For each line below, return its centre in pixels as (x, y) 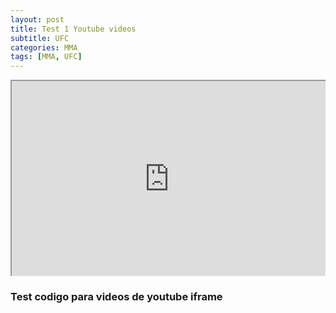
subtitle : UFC (40, 38)
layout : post (37, 19)
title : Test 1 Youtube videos (73, 29)
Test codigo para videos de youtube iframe (116, 296)
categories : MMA (44, 47)
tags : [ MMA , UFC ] (46, 57)
